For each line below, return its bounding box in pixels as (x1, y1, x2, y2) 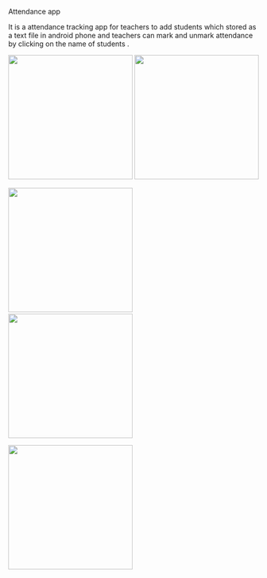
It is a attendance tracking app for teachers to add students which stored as (8, 22, 257, 31)
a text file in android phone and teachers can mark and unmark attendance (8, 31, 253, 40)
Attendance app (8, 7, 61, 16)
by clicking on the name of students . (8, 39, 130, 49)
